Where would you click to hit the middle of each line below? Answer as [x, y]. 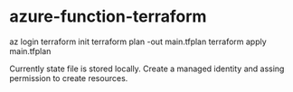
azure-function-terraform [108, 17]
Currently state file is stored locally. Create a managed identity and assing [147, 69]
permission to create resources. [69, 78]
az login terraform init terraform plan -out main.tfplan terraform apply [138, 41]
